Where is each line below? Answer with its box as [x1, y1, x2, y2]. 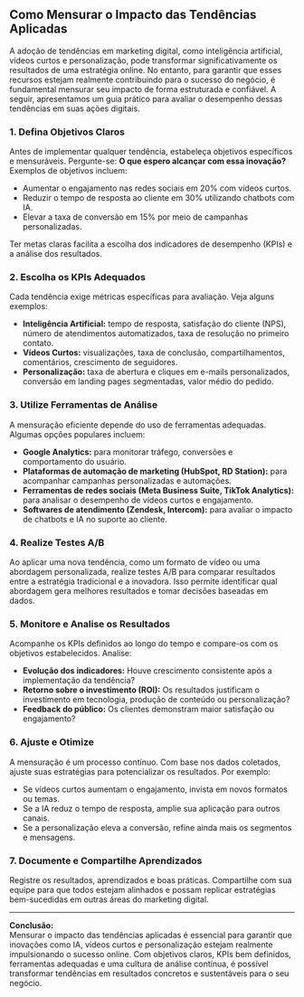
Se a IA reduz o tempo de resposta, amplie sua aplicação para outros [22, 803, 280, 814]
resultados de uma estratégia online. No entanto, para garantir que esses [9, 64, 282, 75]
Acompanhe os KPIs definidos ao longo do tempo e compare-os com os [9, 638, 279, 649]
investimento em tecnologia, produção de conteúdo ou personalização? [22, 694, 290, 705]
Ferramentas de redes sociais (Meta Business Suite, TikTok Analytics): [22, 484, 294, 495]
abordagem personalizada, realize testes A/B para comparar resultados [9, 567, 276, 577]
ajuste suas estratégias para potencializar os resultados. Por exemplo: [9, 766, 271, 776]
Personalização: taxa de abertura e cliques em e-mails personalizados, [22, 366, 290, 378]
